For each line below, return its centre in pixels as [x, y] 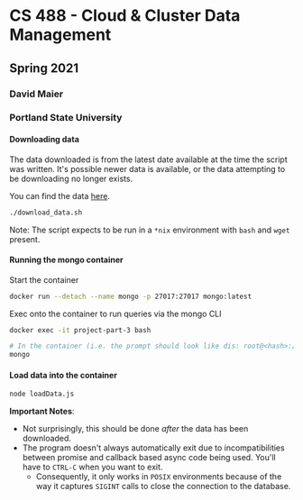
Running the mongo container [66, 260]
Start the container [44, 279]
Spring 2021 [44, 68]
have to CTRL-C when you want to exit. [92, 467]
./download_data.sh [46, 213]
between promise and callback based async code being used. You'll [149, 458]
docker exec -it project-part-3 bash [80, 330]
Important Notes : [42, 412]
